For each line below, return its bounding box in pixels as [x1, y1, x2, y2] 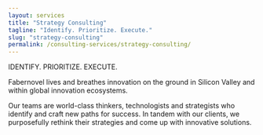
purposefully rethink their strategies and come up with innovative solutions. [8, 118, 252, 127]
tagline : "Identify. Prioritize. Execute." [8, 26, 153, 34]
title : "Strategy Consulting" [8, 19, 108, 27]
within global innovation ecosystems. [8, 86, 128, 95]
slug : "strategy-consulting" [8, 33, 104, 42]
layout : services [8, 11, 65, 20]
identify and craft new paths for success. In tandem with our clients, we [8, 109, 240, 119]
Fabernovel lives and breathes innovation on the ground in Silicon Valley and [8, 78, 255, 87]
